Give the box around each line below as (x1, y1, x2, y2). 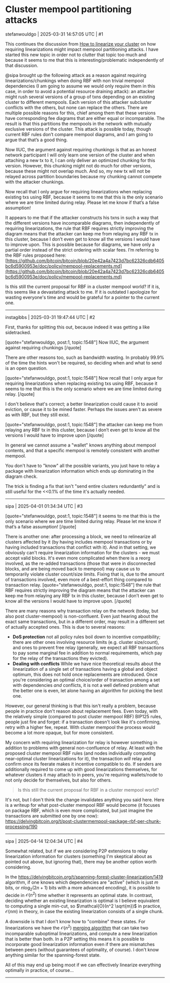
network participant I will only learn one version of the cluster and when (5, 152, 155, 158)
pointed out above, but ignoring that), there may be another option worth (5, 858, 157, 865)
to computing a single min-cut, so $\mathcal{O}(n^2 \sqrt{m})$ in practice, (5, 903, 162, 909)
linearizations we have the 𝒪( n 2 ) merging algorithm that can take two (5, 924, 148, 931)
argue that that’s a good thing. (5, 137, 68, 143)
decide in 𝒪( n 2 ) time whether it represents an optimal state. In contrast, (5, 891, 153, 898)
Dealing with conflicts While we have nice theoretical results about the (12, 661, 161, 667)
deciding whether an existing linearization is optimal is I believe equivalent (5, 897, 160, 904)
